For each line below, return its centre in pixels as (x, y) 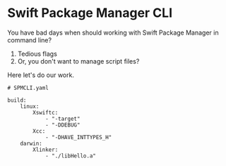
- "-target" (63, 119)
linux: (30, 106)
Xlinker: (46, 150)
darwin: (31, 143)
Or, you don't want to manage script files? (78, 61)
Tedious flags (37, 54)
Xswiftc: (46, 112)
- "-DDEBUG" (63, 125)
